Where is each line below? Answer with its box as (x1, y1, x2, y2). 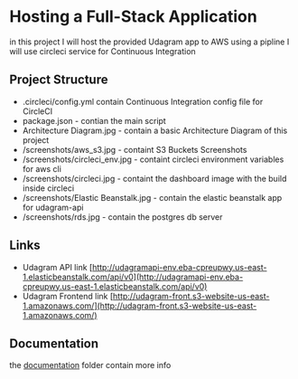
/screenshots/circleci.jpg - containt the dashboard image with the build (22, 173, 287, 184)
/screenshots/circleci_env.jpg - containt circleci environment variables (22, 154, 284, 165)
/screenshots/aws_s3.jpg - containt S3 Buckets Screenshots (22, 144, 247, 155)
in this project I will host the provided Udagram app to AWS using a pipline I (9, 36, 290, 47)
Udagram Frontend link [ (22, 290, 114, 301)
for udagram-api (22, 202, 84, 213)
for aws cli (22, 163, 61, 174)
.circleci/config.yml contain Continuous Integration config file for (22, 96, 264, 107)
